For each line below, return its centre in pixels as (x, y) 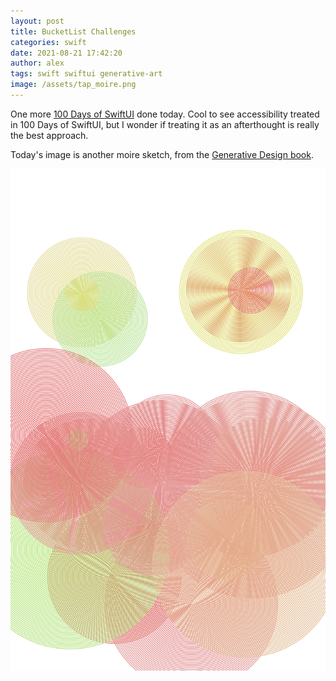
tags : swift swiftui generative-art (86, 74)
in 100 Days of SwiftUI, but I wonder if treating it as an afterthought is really (165, 124)
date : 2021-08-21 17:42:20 (66, 53)
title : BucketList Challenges (73, 31)
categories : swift (48, 42)
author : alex (37, 63)
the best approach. (49, 135)
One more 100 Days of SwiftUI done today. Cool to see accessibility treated (165, 114)
